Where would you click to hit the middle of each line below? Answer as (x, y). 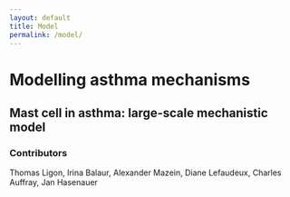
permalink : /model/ (46, 34)
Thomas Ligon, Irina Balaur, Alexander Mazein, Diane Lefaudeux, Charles (146, 172)
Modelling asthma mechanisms (130, 79)
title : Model (34, 26)
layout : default (40, 18)
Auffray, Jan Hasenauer (53, 182)
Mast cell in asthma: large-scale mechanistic (139, 113)
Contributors (39, 153)
